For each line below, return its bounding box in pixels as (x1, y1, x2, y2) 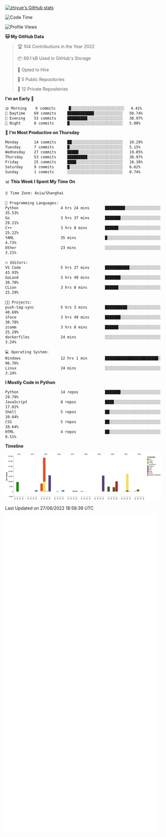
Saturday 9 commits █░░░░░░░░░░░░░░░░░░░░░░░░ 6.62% (5, 164, 141, 169)
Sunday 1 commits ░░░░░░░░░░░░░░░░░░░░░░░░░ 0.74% (5, 169, 141, 174)
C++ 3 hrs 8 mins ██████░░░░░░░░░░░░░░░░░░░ (5, 226, 161, 230)
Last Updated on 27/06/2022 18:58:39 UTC (5, 505, 94, 511)
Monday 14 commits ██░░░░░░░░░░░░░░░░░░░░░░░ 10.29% (5, 140, 143, 145)
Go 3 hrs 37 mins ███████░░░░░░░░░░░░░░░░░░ (5, 216, 161, 221)
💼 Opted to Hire (17, 67, 50, 73)
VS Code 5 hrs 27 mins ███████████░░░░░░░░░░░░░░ (5, 265, 161, 270)
